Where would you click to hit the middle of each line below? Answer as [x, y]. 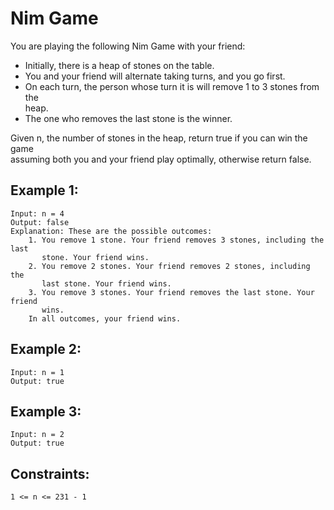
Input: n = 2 [37, 435]
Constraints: [50, 473]
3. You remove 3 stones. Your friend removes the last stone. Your [171, 292]
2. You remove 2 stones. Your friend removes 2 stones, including [169, 266]
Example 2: [46, 349]
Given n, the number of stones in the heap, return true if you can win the [159, 138]
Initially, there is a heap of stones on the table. [119, 65]
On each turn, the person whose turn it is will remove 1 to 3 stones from [172, 86]
